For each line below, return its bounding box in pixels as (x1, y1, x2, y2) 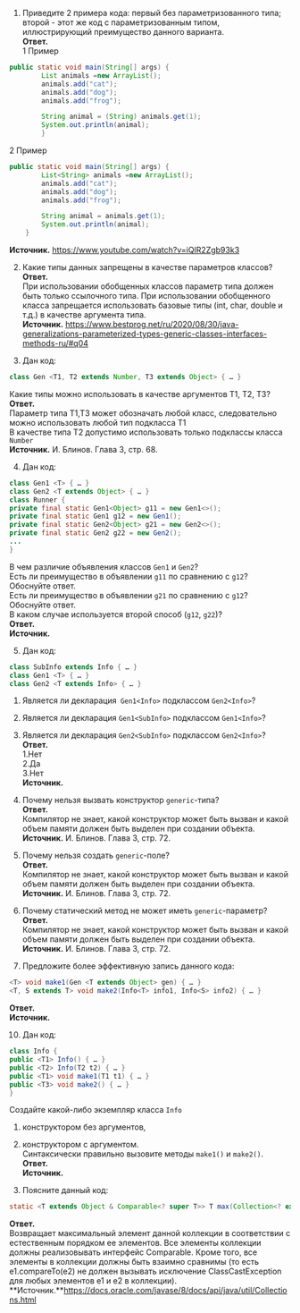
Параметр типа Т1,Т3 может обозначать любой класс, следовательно (9, 407, 278, 419)
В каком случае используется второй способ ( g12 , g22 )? (9, 608, 223, 620)
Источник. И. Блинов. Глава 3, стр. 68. (9, 444, 158, 454)
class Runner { (9, 496, 66, 504)
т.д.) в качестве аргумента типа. (21, 309, 146, 320)
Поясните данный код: (21, 1185, 109, 1196)
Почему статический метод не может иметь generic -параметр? (21, 905, 268, 916)
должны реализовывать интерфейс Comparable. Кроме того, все (9, 1247, 257, 1258)
